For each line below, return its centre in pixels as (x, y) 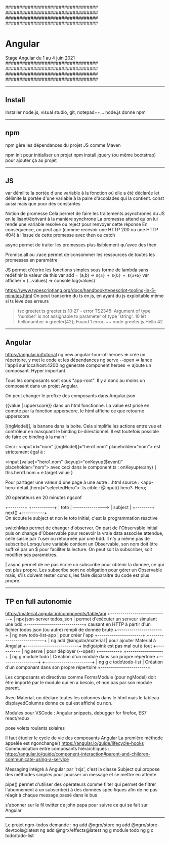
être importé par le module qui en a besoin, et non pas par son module (79, 682)
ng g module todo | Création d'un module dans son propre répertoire (83, 657)
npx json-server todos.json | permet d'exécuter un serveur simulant (87, 619)
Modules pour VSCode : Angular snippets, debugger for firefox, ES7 (76, 713)
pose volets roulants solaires (35, 728)
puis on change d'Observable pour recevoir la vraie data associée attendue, (84, 533)
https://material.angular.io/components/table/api (56, 614)
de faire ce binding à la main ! (36, 437)
